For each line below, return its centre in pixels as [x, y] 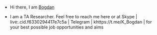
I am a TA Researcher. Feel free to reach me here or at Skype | [74, 17]
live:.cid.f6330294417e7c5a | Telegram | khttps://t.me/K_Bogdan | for [81, 22]
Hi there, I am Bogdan [32, 7]
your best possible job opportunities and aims [57, 27]
